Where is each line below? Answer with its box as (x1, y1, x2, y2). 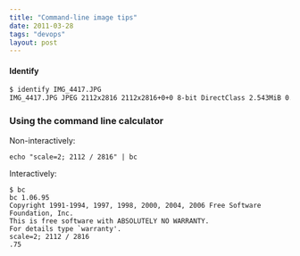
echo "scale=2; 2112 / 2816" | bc (9, 153, 138, 161)
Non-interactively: (9, 135, 76, 145)
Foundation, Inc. (9, 209, 74, 218)
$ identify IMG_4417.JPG (9, 86, 102, 95)
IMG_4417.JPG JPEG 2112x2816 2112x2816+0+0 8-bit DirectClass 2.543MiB (9, 94, 281, 103)
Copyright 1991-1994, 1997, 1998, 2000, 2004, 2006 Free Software (9, 201, 262, 210)
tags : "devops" (9, 29, 66, 38)
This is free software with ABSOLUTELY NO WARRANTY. (9, 216, 210, 226)
